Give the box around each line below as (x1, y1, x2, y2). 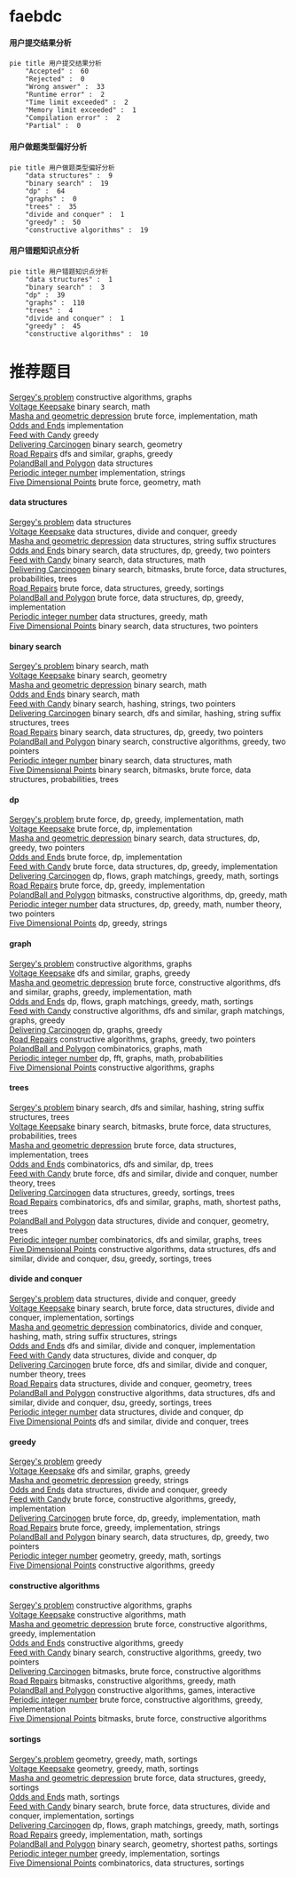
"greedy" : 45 (25, 322, 82, 331)
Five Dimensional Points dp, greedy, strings (9, 918, 167, 929)
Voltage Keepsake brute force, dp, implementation (9, 824, 193, 835)
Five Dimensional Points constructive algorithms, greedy (9, 1560, 215, 1570)
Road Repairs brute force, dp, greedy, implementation (9, 880, 206, 891)
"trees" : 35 (25, 202, 77, 211)
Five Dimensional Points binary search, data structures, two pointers (9, 620, 259, 631)
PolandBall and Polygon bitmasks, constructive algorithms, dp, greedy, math (9, 890, 288, 900)
